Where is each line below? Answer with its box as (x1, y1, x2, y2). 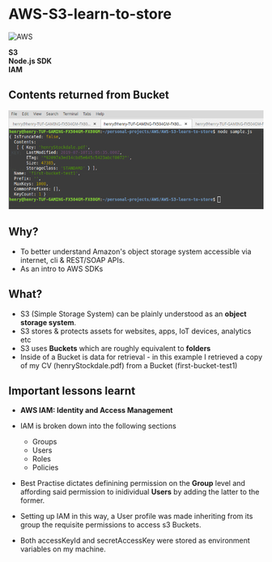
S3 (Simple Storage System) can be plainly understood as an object (19, 309, 247, 319)
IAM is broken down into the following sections (19, 421, 176, 431)
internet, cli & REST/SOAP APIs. (19, 255, 125, 264)
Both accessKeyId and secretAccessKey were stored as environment (19, 536, 251, 546)
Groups (32, 437, 57, 447)
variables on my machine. (19, 544, 107, 554)
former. (19, 496, 45, 505)
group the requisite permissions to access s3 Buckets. (19, 520, 202, 530)
